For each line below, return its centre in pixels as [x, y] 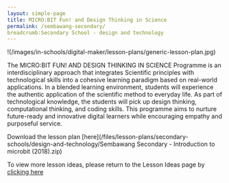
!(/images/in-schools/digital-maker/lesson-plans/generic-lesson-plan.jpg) [111, 52]
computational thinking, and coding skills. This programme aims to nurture [112, 109]
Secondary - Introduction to [176, 144]
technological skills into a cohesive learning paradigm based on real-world [112, 80]
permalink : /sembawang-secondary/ [57, 26]
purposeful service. [35, 123]
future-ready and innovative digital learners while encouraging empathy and [115, 117]
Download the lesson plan [44, 137]
